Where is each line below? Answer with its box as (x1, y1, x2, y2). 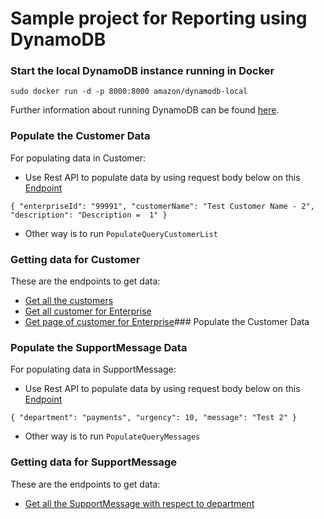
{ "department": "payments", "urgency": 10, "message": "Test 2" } (10, 413, 298, 423)
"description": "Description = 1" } (10, 210, 168, 220)
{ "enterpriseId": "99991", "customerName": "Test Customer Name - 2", (10, 201, 315, 211)
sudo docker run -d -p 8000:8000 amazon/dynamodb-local (10, 87, 248, 97)
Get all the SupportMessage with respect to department (24, 497, 255, 509)
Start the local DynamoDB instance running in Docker (10, 64, 275, 78)
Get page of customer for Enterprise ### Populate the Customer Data (24, 316, 310, 328)
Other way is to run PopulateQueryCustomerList (24, 227, 218, 239)
